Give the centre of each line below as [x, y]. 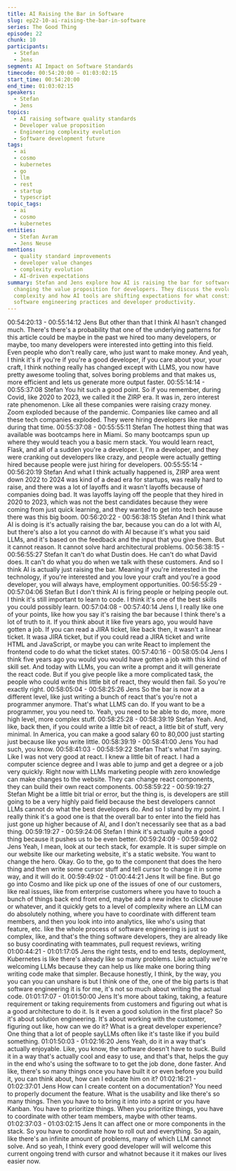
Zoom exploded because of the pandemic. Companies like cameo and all [113, 412]
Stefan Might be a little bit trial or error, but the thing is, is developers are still [118, 795]
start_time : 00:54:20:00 [44, 79]
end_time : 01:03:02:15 [40, 86]
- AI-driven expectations [52, 276]
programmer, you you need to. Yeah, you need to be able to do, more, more [117, 712]
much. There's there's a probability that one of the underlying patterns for [114, 330]
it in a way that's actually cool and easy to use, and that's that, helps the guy [118, 1056]
